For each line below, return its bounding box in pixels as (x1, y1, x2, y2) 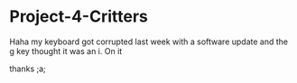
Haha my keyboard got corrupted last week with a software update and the (9, 36, 289, 47)
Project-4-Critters (9, 6, 149, 27)
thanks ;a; (9, 63, 47, 74)
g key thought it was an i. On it (9, 45, 123, 56)
